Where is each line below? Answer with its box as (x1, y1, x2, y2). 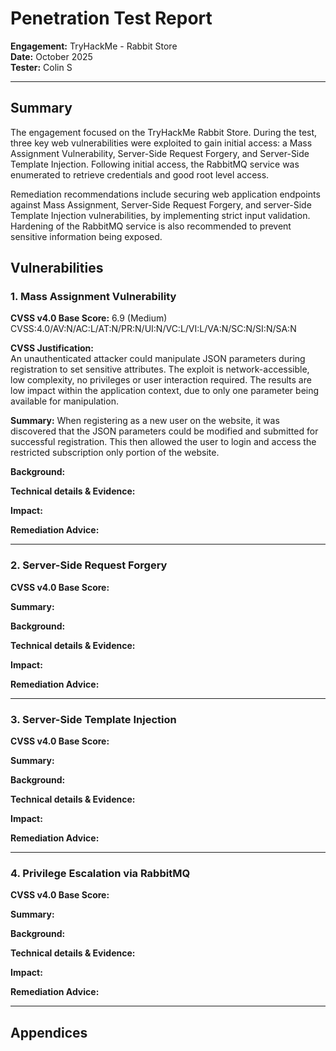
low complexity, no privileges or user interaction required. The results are (10, 374, 312, 386)
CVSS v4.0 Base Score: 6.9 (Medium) (10, 312, 168, 324)
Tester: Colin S (10, 61, 73, 73)
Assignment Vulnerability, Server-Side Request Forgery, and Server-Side (10, 147, 310, 159)
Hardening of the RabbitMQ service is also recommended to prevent (10, 220, 292, 232)
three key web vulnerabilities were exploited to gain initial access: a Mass (10, 137, 313, 149)
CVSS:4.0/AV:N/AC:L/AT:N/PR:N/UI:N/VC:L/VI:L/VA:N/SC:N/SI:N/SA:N (10, 323, 297, 335)
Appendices (10, 1024, 88, 1041)
